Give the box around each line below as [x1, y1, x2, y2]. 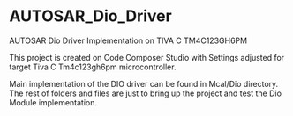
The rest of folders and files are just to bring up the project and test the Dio [9, 88, 282, 98]
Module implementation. [9, 97, 98, 107]
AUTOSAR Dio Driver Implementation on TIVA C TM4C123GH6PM [9, 35, 248, 46]
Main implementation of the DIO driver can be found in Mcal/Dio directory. [9, 78, 279, 89]
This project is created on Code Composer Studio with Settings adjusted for [9, 52, 285, 62]
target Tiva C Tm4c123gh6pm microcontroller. [9, 62, 177, 72]
